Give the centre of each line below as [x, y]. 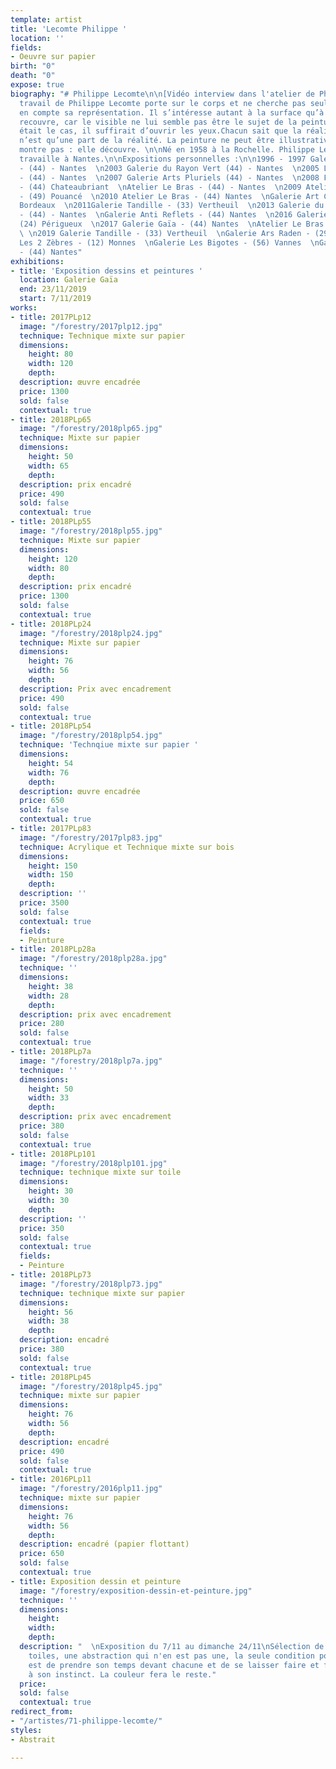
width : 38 [49, 1321]
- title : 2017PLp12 [51, 317]
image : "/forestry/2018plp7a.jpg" [91, 1061]
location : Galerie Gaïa [68, 280]
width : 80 [49, 568]
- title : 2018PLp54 [51, 726]
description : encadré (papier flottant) [104, 1544]
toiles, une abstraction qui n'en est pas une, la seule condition [171, 1656]
